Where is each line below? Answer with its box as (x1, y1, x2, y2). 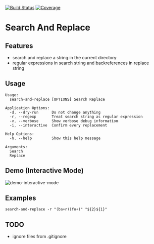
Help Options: (5, 131, 35, 136)
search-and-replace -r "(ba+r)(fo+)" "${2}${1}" (5, 207, 107, 212)
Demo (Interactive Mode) (5, 166, 84, 175)
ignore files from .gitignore (12, 234, 67, 240)
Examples (5, 194, 36, 203)
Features (5, 41, 33, 50)
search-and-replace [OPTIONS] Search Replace (9, 97, 105, 102)
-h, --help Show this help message (9, 136, 101, 141)
